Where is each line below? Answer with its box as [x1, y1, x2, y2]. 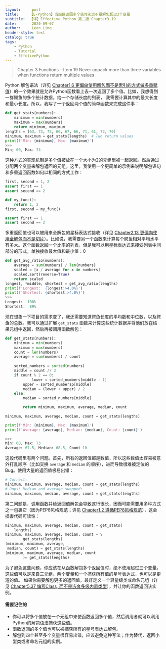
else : [14, 391, 26, 396]
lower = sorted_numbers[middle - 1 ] [31, 377, 107, 382]
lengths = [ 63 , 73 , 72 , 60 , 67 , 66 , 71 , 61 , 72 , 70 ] [5, 129, 116, 134]
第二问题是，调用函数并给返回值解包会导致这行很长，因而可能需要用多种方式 [5, 501, 161, 507]
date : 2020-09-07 [5, 21, 54, 26]
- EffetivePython [14, 53, 50, 58]
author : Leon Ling [5, 26, 52, 31]
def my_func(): [5, 197, 37, 202]
